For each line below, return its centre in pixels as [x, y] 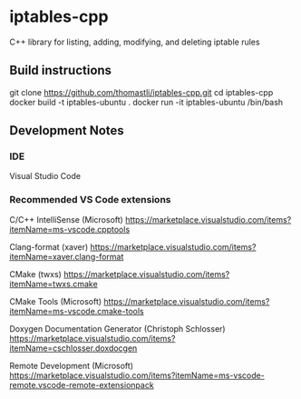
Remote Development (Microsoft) [72, 365]
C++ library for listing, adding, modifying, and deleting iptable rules [135, 42]
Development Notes [67, 130]
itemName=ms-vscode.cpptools [70, 229]
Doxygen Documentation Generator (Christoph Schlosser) [117, 328]
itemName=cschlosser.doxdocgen [73, 348]
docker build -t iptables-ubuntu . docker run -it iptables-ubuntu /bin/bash [146, 102]
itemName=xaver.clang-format [67, 256]
